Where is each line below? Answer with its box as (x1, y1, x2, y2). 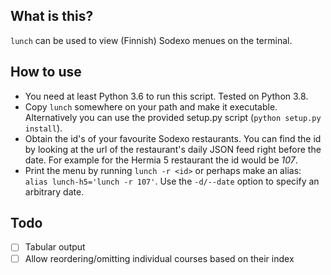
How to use (10, 64, 82, 81)
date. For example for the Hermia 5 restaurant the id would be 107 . (24, 154, 298, 166)
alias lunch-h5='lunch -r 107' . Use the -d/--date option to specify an (24, 175, 320, 187)
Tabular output (24, 241, 86, 253)
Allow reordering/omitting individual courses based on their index (24, 252, 295, 264)
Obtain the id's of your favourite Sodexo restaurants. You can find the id (24, 132, 322, 144)
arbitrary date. (24, 185, 85, 198)
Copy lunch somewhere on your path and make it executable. (24, 100, 278, 113)
